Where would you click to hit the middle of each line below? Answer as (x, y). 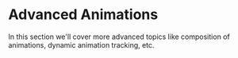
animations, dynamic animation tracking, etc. (81, 44)
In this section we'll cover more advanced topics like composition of (119, 37)
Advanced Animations (83, 15)
